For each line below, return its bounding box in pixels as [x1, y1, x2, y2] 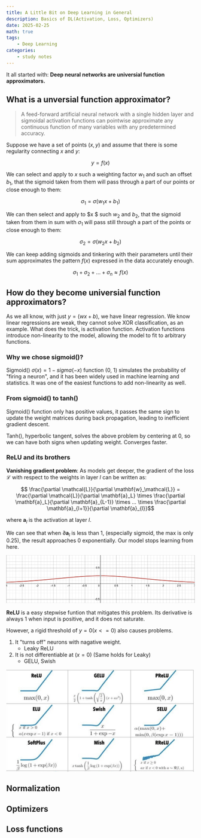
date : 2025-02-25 [6, 22, 50, 28]
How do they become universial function [6, 288, 161, 298]
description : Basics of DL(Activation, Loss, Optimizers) [6, 16, 154, 22]
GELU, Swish [23, 657, 56, 665]
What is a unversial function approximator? [6, 94, 170, 105]
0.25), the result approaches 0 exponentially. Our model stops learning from [6, 537, 193, 544]
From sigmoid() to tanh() [6, 394, 79, 403]
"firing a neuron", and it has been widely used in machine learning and [6, 373, 179, 380]
